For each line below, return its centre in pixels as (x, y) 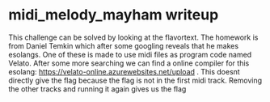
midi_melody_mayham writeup (114, 15)
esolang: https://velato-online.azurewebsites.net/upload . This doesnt (124, 71)
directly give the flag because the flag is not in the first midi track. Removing (135, 80)
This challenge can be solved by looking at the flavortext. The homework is (133, 37)
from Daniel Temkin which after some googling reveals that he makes (124, 45)
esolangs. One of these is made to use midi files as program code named (130, 54)
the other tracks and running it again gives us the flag (97, 89)
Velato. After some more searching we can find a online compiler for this (129, 63)
